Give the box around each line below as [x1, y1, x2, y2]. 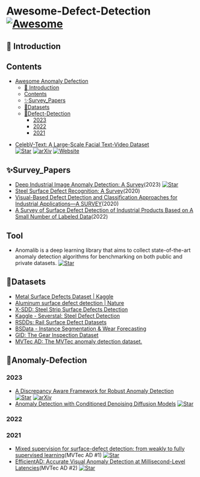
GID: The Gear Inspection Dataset [14, 331, 99, 339]
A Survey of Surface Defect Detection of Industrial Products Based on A [14, 206, 194, 214]
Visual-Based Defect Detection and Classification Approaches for [14, 194, 178, 201]
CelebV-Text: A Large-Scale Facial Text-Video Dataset [14, 141, 149, 149]
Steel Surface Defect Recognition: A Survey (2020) [14, 187, 140, 194]
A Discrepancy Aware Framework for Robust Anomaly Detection [14, 387, 174, 394]
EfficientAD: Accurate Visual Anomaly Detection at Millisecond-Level [14, 458, 186, 465]
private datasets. [14, 260, 57, 267]
